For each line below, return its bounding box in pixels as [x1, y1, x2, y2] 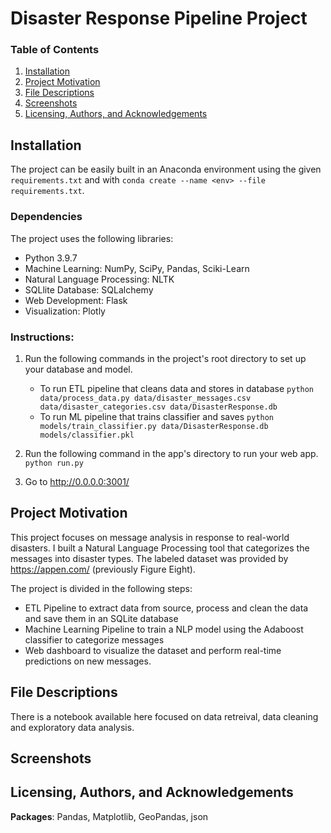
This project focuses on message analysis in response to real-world [10, 531, 290, 543]
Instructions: [10, 330, 75, 344]
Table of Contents [10, 43, 100, 57]
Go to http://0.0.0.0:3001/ [24, 475, 130, 487]
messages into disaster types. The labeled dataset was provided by [10, 552, 289, 564]
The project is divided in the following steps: [10, 582, 193, 594]
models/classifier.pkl [39, 430, 135, 440]
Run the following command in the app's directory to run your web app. [24, 447, 319, 459]
